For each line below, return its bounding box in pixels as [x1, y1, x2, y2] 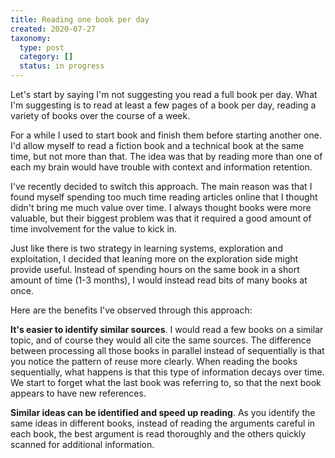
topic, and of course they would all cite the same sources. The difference [10, 334, 312, 346]
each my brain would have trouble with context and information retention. [10, 161, 313, 173]
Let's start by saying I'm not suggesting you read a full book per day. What [10, 89, 318, 100]
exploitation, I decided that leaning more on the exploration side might [10, 253, 299, 265]
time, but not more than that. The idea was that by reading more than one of [10, 151, 323, 162]
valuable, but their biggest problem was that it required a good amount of [10, 212, 312, 224]
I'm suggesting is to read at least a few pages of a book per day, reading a [10, 99, 317, 111]
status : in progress [19, 61, 105, 71]
